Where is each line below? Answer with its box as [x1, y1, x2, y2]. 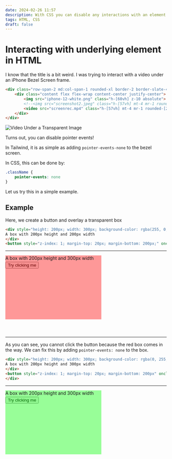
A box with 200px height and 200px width [5, 231, 95, 237]
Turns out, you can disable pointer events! [5, 135, 94, 141]
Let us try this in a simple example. [5, 188, 78, 194]
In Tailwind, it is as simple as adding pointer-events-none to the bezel [5, 144, 152, 151]
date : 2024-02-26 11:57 [5, 7, 56, 13]
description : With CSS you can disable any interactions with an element [5, 12, 166, 17]
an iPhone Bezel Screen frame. [5, 77, 71, 83]
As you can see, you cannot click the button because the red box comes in [5, 341, 163, 348]
